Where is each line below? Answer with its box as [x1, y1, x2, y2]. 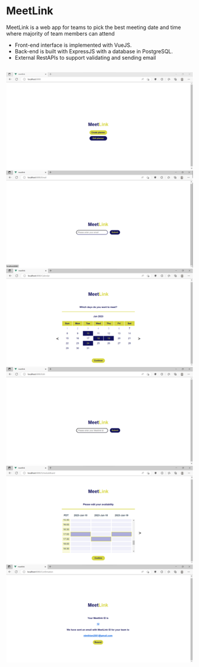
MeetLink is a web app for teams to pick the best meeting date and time [6, 24, 181, 31]
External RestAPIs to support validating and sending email [14, 54, 156, 61]
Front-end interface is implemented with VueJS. [14, 41, 132, 49]
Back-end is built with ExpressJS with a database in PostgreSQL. [14, 47, 174, 54]
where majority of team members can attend [6, 30, 115, 37]
